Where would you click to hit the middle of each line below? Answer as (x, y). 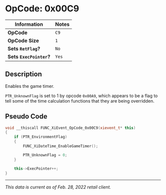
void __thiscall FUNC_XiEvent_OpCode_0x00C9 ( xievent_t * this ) (70, 128)
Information (29, 24)
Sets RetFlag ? (24, 48)
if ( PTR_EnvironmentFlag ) (41, 137)
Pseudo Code (26, 117)
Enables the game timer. (30, 86)
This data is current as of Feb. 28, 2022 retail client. (58, 187)
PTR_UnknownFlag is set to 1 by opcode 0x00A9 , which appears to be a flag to (82, 96)
